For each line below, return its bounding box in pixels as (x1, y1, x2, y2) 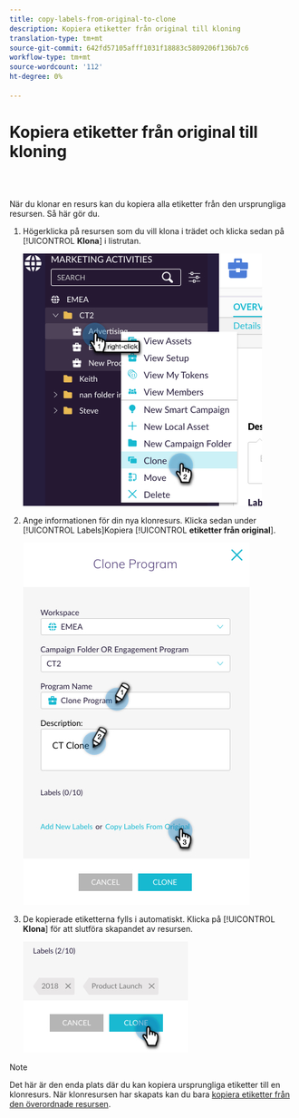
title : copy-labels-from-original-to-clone (9, 15, 177, 24)
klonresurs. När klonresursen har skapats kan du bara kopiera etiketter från (9, 1089, 290, 1100)
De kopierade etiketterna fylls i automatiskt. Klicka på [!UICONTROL (22, 913, 275, 925)
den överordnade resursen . (9, 1098, 111, 1109)
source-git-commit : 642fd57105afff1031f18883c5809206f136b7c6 (9, 44, 249, 53)
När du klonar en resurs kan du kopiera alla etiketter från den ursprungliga (9, 198, 286, 209)
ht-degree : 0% (9, 73, 63, 82)
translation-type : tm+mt (9, 34, 103, 43)
